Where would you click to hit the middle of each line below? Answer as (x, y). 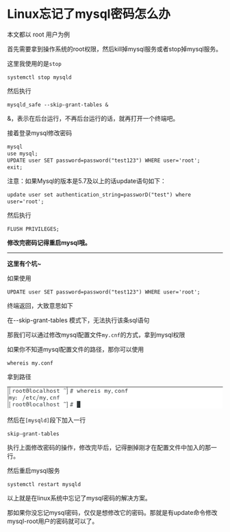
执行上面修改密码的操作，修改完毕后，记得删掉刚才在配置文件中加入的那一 (112, 448)
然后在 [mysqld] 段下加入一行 (47, 420)
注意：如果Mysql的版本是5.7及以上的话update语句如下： (87, 181)
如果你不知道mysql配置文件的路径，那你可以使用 (76, 349)
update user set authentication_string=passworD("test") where (99, 195)
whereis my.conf (30, 363)
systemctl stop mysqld (39, 77)
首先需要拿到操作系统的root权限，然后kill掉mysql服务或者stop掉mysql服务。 (115, 49)
